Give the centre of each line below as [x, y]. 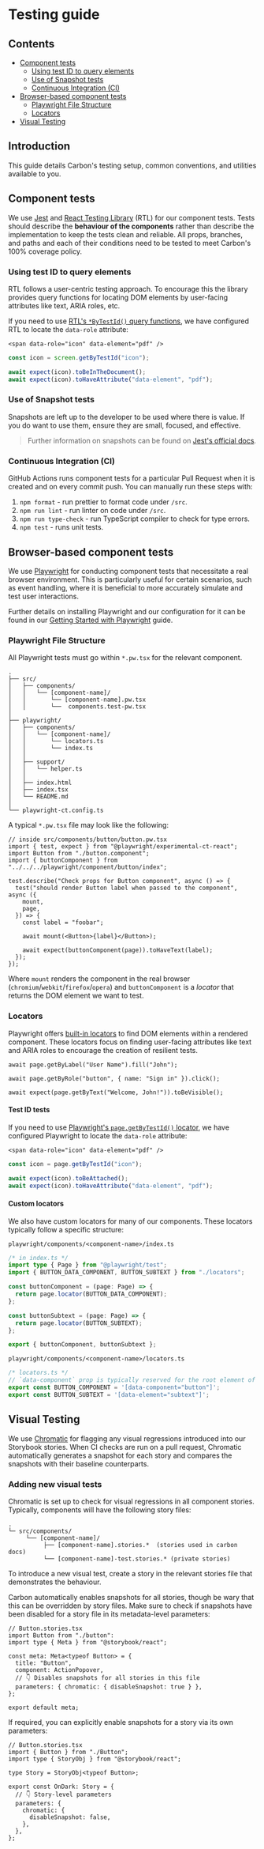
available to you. [35, 174]
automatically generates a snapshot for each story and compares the [120, 1455]
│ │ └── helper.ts [45, 769]
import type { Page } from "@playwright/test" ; [88, 1265]
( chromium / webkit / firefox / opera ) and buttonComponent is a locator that [121, 987]
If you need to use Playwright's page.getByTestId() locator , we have [119, 1127]
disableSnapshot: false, [70, 1817]
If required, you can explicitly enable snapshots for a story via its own [121, 1722]
